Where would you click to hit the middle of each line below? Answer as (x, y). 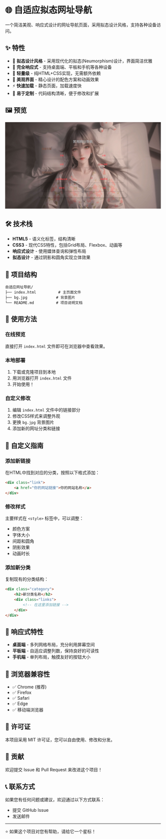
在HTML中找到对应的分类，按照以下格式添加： (53, 472)
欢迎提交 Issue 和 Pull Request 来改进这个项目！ (54, 769)
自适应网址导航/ (19, 287)
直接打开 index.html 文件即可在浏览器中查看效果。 (56, 346)
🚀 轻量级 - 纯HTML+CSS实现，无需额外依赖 (57, 73)
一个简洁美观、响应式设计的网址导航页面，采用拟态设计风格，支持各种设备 (81, 25)
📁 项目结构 (21, 274)
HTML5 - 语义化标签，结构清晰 (44, 239)
